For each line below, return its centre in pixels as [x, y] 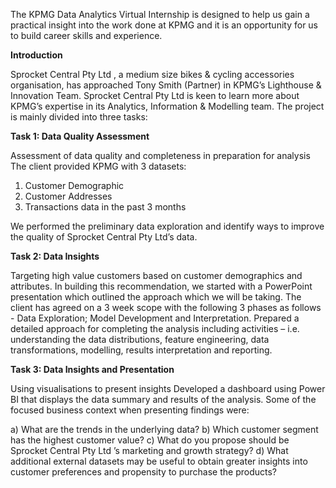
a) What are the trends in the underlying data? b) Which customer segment [164, 429]
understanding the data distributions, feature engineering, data [140, 339]
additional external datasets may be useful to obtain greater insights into [159, 461]
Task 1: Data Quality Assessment [80, 136]
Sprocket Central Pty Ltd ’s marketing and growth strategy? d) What [149, 450]
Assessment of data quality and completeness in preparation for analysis [160, 155]
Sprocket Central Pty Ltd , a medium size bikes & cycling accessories [152, 74]
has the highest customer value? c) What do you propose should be [150, 440]
